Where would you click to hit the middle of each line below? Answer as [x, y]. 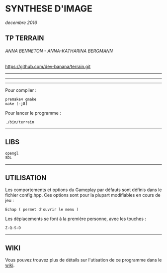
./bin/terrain [20, 122]
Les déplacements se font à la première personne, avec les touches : [76, 219]
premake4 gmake [21, 99]
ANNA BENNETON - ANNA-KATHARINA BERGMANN [59, 51]
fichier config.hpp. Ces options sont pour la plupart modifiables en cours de [83, 195]
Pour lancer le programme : [33, 113]
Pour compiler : [21, 90]
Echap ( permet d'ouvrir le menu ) [42, 210]
